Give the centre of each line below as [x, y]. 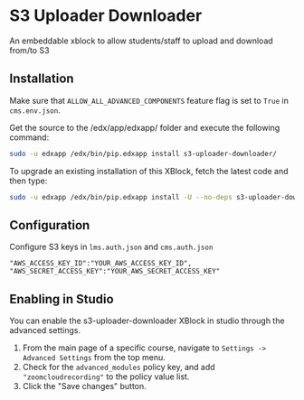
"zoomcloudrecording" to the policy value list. [106, 377]
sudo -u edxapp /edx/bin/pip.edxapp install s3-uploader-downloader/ [143, 153]
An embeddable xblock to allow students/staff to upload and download [141, 41]
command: [29, 137]
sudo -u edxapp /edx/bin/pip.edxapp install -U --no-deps [121, 197]
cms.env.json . [35, 110]
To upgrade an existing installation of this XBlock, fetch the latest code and [149, 171]
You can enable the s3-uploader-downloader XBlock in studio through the [147, 321]
